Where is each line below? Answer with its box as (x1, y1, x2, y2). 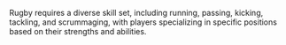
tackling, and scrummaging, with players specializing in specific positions (9, 17, 277, 27)
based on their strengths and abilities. (9, 26, 147, 36)
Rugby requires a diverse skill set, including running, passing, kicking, (9, 8, 264, 18)
